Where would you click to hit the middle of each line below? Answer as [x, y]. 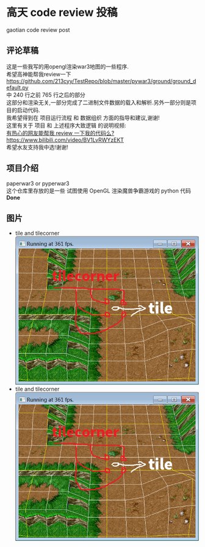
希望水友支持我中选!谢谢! [38, 147]
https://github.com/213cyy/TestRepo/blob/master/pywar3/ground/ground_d [101, 81]
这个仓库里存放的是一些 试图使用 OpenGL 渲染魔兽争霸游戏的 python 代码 [99, 191]
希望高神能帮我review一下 [39, 74]
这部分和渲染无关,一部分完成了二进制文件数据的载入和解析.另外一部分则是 [99, 102]
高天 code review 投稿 [62, 13]
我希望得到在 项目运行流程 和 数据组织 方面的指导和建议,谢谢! [83, 117]
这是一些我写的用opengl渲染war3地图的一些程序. [68, 66]
